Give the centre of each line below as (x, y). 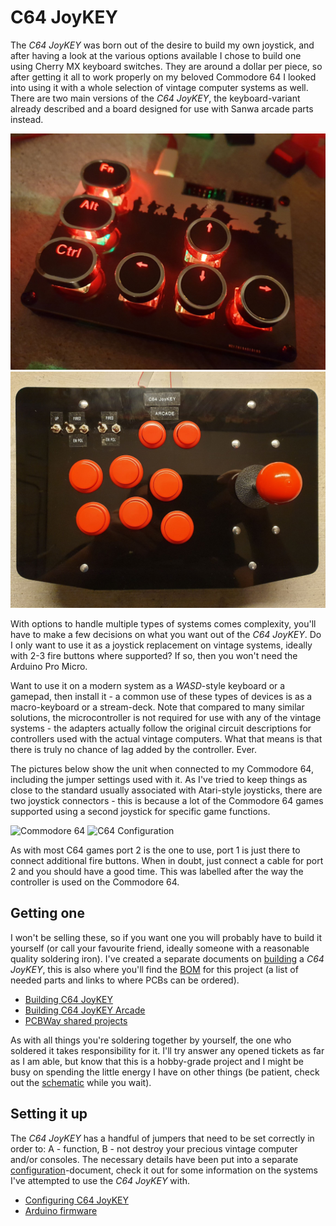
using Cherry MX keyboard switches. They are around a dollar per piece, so (166, 66)
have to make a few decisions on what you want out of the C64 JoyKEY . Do (166, 634)
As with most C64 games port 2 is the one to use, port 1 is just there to (155, 850)
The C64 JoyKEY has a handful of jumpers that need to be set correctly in (162, 1138)
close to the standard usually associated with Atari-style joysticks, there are (166, 790)
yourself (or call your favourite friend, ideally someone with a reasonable (160, 948)
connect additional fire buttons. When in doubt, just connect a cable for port (167, 860)
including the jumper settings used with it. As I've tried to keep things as (159, 779)
